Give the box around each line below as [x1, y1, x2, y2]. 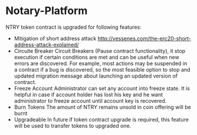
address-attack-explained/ [14, 41, 79, 48]
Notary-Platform [5, 4, 88, 18]
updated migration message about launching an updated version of [14, 72, 178, 79]
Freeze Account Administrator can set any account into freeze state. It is [14, 85, 190, 92]
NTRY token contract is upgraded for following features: [5, 23, 142, 31]
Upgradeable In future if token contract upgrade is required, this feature [14, 116, 189, 123]
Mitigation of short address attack [14, 35, 97, 42]
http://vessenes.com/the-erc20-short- [97, 35, 192, 42]
